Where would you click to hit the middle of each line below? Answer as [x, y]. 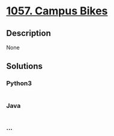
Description [28, 33]
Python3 [19, 83]
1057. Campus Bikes [57, 11]
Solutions [25, 66]
